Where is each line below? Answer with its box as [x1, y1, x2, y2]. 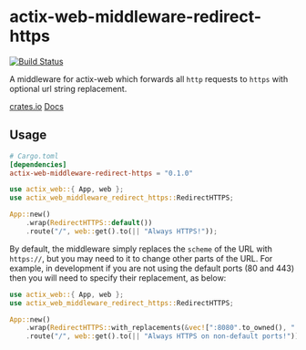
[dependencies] [9, 160, 67, 170]
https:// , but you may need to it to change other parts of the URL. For [9, 252, 273, 263]
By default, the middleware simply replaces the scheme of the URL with [9, 243, 273, 254]
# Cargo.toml [9, 151, 59, 160]
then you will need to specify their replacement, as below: [9, 272, 227, 283]
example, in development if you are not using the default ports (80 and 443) [9, 262, 295, 273]
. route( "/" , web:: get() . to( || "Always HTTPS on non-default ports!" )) [25, 332, 300, 341]
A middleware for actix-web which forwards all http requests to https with [9, 73, 289, 84]
